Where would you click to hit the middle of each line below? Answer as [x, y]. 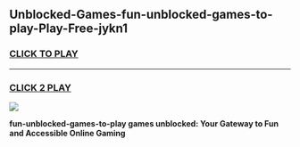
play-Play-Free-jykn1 [68, 29]
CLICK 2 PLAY [40, 87]
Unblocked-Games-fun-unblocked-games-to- [141, 15]
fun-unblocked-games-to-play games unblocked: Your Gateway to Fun [144, 123]
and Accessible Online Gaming [67, 133]
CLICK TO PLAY [44, 54]
